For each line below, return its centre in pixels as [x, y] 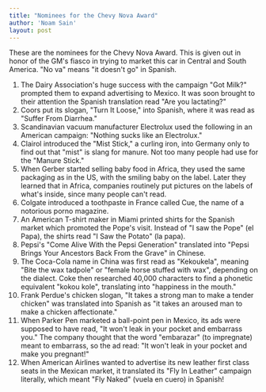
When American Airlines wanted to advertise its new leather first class [135, 363]
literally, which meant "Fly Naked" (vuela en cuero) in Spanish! [122, 379]
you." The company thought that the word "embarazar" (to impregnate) [136, 337]
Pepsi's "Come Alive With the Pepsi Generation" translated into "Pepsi [135, 245]
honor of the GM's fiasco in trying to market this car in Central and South [128, 61]
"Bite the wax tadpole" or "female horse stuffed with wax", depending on [139, 270]
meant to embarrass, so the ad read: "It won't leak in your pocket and [134, 346]
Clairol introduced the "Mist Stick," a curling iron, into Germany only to [135, 144]
